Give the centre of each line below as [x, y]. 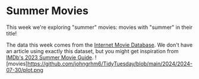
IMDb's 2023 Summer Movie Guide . [50, 57]
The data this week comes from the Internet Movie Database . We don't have [99, 45]
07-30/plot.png [25, 70]
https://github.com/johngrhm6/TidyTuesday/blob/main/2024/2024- [110, 64]
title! [12, 33]
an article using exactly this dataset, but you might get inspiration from [93, 51]
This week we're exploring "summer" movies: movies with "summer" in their [99, 27]
